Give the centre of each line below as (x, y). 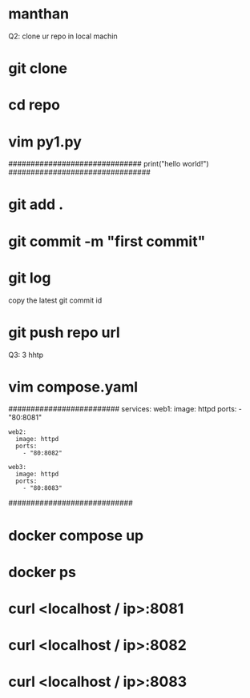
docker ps (42, 572)
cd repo (34, 105)
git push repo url (64, 332)
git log (30, 278)
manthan (39, 14)
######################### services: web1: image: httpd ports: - (125, 409)
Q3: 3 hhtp (26, 355)
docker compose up (76, 535)
